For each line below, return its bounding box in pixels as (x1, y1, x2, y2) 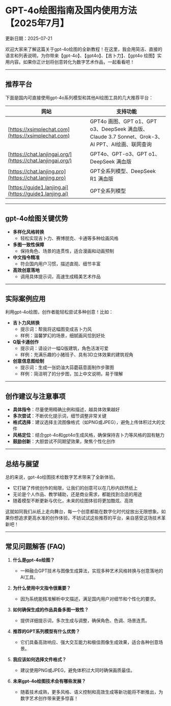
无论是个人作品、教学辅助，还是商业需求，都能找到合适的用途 (12, 491, 142, 497)
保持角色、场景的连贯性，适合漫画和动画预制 (20, 248, 115, 254)
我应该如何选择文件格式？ (12, 656, 67, 662)
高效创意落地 (12, 267, 40, 273)
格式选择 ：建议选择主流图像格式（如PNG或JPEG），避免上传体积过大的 (12, 419, 161, 425)
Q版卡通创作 (12, 339, 39, 345)
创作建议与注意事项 (5, 392, 66, 400)
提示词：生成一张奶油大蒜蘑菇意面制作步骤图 (20, 364, 115, 370)
